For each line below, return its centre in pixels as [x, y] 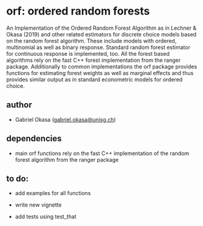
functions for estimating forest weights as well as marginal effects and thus [100, 73]
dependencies [34, 138]
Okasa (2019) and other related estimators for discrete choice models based [101, 34]
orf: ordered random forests [78, 11]
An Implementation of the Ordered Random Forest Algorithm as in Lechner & [101, 28]
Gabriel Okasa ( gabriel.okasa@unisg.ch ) [65, 119]
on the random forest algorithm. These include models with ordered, [92, 41]
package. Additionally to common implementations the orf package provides [102, 66]
